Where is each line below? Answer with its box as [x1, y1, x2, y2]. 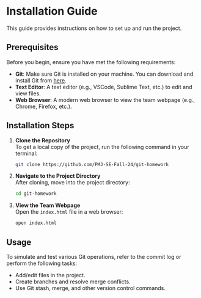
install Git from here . [15, 76, 67, 84]
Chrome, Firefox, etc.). [15, 103, 72, 110]
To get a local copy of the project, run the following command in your [15, 143, 189, 150]
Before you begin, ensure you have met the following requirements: [6, 58, 176, 65]
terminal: [15, 150, 38, 157]
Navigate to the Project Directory [15, 172, 101, 180]
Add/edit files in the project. [15, 272, 86, 278]
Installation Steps [6, 120, 75, 131]
